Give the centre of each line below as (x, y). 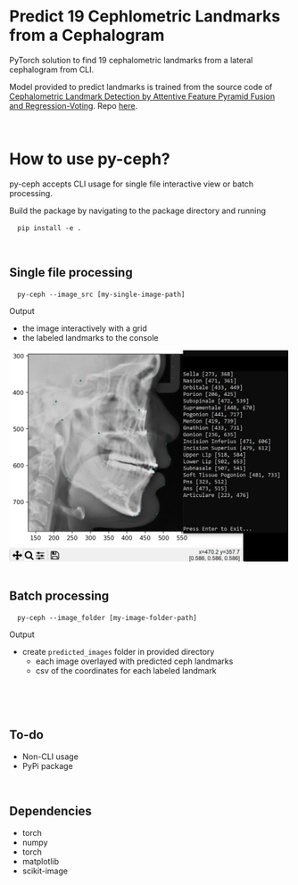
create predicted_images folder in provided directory (118, 651)
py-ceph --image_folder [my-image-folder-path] (108, 617)
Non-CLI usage (50, 757)
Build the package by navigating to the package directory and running (137, 211)
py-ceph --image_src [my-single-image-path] (101, 294)
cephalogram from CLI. (52, 70)
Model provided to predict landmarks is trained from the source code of (141, 87)
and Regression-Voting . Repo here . (74, 105)
